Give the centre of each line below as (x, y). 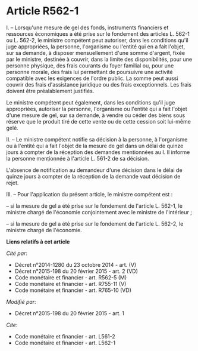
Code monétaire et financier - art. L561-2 (65, 336)
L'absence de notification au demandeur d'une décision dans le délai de (94, 170)
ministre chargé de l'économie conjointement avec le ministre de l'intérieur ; (99, 212)
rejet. (12, 183)
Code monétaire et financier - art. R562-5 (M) (70, 277)
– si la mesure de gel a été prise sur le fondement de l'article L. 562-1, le (95, 206)
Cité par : (17, 253)
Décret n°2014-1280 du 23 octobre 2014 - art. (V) (76, 264)
